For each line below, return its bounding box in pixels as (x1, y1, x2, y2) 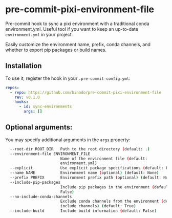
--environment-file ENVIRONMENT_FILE (10, 151, 91, 157)
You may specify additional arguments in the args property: (5, 137, 131, 143)
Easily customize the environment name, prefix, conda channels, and (5, 41, 151, 47)
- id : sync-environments (18, 104, 72, 110)
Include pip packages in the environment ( (60, 184, 155, 190)
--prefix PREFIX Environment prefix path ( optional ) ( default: (10, 175, 161, 180)
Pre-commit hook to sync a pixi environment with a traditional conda (5, 20, 149, 27)
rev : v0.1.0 (14, 95, 40, 100)
